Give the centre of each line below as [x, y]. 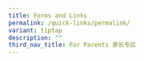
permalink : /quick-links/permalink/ [69, 23]
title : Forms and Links [48, 15]
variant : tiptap [35, 30]
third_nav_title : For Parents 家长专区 [72, 45]
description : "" [35, 38]
